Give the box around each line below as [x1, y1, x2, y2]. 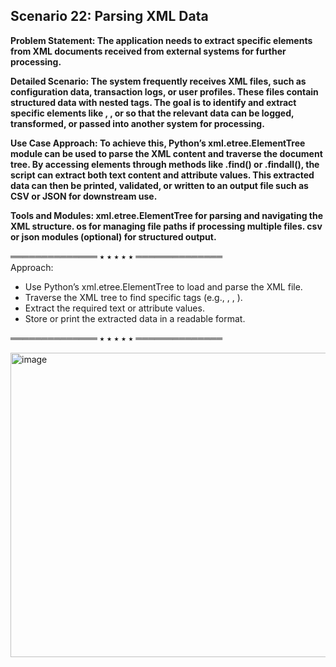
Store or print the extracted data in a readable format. [24, 312, 246, 324]
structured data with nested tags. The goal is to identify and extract [10, 96, 297, 108]
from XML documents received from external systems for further [10, 45, 287, 57]
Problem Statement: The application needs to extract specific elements [10, 34, 313, 46]
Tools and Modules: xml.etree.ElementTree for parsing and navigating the [10, 209, 324, 221]
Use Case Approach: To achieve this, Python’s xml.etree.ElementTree [10, 137, 306, 149]
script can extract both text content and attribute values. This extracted [10, 169, 315, 181]
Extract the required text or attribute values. [24, 302, 205, 314]
